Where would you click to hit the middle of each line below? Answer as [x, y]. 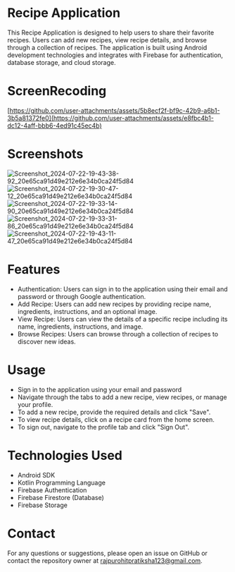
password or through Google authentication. [82, 296]
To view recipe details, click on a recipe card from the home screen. [116, 419]
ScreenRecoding [57, 91]
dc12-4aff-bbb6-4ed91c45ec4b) [55, 126]
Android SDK [36, 475]
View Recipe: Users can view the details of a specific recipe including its [122, 319]
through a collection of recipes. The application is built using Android [107, 47]
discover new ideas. [46, 341]
